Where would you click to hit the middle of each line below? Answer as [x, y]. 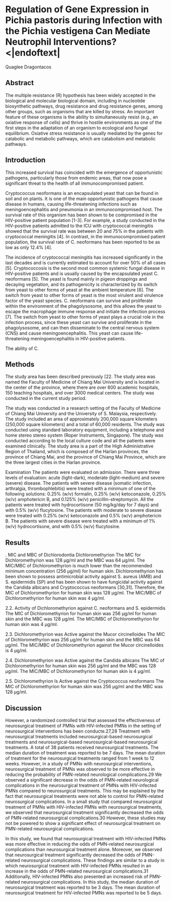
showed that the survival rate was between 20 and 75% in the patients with [84, 231]
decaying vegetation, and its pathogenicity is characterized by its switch [81, 284]
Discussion [23, 708]
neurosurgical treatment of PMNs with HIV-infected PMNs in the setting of [83, 726]
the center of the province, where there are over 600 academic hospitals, [82, 387]
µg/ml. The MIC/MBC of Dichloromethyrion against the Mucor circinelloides [84, 645]
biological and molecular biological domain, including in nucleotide [75, 101]
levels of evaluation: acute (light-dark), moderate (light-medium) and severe [85, 478]
